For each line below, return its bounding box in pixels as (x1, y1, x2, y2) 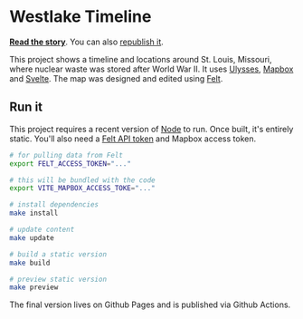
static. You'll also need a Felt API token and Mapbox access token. (9, 133, 256, 144)
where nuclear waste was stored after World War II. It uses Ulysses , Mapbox (9, 63, 294, 74)
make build (9, 258, 51, 267)
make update (9, 233, 54, 242)
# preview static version (9, 275, 107, 284)
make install (9, 208, 59, 218)
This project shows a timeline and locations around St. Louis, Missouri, (9, 53, 272, 64)
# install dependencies (9, 200, 99, 209)
